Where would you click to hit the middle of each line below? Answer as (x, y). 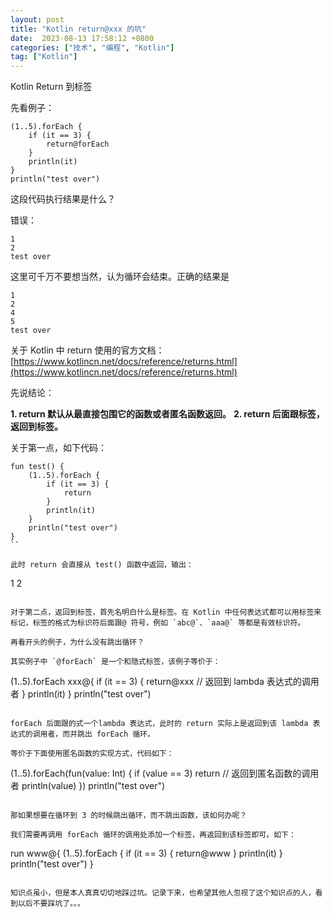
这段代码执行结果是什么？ (63, 199)
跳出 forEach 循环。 (116, 734)
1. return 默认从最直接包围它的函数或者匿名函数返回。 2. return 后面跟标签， (167, 414)
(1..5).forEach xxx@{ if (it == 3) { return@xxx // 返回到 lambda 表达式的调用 (165, 682)
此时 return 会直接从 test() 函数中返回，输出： (102, 565)
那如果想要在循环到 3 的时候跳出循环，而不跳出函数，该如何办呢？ (129, 816)
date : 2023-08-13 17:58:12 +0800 (82, 38)
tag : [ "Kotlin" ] (44, 57)
